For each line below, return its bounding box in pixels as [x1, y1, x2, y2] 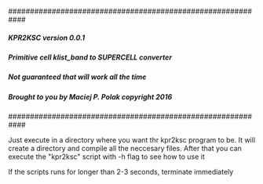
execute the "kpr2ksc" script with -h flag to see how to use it [8, 152, 206, 161]
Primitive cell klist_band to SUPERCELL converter [8, 52, 173, 62]
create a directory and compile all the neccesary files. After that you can [8, 144, 242, 153]
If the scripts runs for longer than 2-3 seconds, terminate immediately [8, 168, 234, 177]
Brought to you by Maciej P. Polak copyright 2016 [8, 92, 173, 101]
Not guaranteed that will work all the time [8, 72, 147, 81]
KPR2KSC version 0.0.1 [8, 33, 86, 42]
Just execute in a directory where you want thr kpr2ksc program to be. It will [8, 135, 256, 145]
